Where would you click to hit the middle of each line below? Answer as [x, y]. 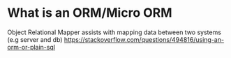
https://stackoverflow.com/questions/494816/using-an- [144, 39]
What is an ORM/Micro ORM [90, 13]
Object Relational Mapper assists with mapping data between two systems [114, 32]
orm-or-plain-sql [31, 47]
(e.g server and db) [35, 39]
